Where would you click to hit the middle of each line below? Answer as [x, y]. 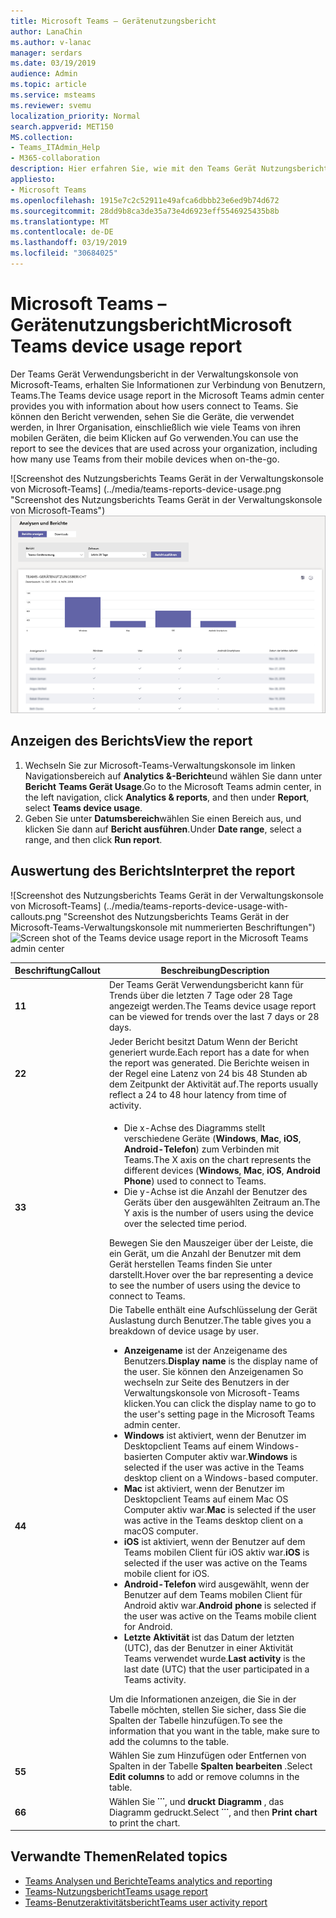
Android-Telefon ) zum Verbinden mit [201, 1149]
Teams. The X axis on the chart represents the [217, 1159]
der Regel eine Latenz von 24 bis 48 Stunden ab [208, 1073]
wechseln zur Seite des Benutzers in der [206, 1382]
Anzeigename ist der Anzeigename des [205, 1351]
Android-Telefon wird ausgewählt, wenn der [216, 1584]
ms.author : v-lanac [51, 42]
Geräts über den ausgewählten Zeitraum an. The [222, 1202]
